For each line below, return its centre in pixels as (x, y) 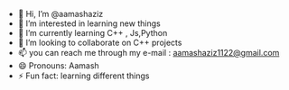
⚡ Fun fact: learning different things (84, 76)
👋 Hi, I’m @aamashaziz (61, 14)
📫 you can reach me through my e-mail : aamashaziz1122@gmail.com (149, 53)
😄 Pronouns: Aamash (58, 66)
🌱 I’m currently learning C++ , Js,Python (93, 33)
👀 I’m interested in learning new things (89, 23)
